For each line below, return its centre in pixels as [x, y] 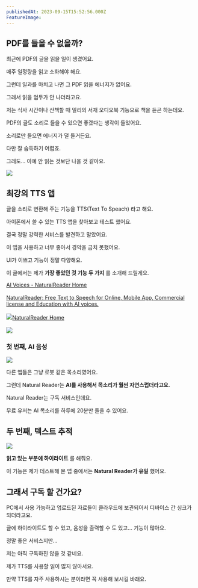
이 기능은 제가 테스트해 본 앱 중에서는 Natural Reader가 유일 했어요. [86, 471]
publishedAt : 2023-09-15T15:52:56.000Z [56, 12]
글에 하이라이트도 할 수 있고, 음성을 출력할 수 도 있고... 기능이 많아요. [86, 528]
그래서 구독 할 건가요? [44, 492]
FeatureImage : [24, 17]
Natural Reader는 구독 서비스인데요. [49, 398]
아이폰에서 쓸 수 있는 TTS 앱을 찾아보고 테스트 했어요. [69, 222]
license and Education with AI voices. [53, 304]
